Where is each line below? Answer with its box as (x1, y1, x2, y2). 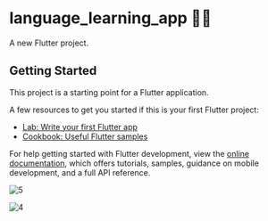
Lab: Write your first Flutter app (21, 121, 138, 132)
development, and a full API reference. (9, 167, 151, 177)
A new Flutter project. (9, 37, 89, 48)
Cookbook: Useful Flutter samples (21, 131, 148, 142)
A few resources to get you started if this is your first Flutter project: (9, 104, 259, 115)
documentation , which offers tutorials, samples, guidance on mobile (9, 158, 259, 168)
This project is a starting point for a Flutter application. (9, 86, 209, 97)
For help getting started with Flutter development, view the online (9, 148, 250, 159)
